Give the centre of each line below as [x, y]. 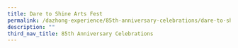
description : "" [31, 27]
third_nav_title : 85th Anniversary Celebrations [80, 34]
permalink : [23, 20]
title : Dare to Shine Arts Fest [55, 14]
